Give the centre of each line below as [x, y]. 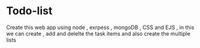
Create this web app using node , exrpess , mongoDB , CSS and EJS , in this [100, 27]
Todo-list [29, 11]
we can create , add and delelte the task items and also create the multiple [98, 33]
